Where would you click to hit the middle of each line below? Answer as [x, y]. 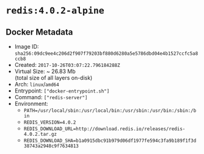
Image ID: [27, 47]
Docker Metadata [39, 32]
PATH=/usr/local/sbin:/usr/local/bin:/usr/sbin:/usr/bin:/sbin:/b [110, 111]
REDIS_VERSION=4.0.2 [50, 122]
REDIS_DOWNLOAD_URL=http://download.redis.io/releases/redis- [104, 129]
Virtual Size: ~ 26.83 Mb [45, 71]
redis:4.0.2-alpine [55, 11]
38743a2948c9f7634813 [51, 146]
